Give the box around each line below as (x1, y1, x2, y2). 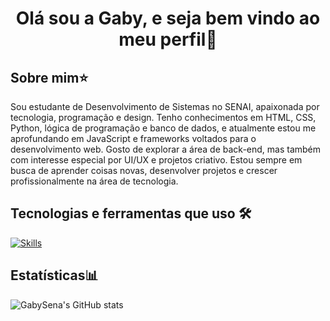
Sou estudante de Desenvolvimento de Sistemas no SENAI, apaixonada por (10, 101, 320, 112)
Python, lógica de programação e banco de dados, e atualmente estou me (10, 122, 317, 134)
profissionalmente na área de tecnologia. (10, 175, 179, 187)
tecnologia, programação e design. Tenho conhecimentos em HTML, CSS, (10, 112, 317, 123)
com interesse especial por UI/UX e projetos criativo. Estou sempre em (10, 154, 303, 166)
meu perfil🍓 (118, 28, 218, 51)
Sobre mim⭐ (10, 69, 89, 86)
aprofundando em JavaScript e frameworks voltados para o (10, 133, 257, 144)
